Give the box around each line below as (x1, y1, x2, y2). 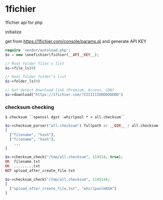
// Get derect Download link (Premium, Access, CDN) (5, 88, 115, 93)
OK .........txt (5, 164, 41, 169)
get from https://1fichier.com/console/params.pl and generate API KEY (5, 38, 147, 44)
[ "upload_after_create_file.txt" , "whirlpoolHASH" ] (9, 186, 117, 191)
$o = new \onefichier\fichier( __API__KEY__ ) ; (5, 52, 99, 57)
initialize (5, 29, 22, 35)
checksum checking (5, 104, 55, 110)
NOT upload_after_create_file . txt (5, 168, 76, 173)
